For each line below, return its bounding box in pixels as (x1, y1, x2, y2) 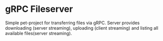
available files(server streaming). (5, 30, 72, 36)
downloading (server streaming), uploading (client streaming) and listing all (5, 25, 159, 31)
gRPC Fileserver (5, 3, 73, 15)
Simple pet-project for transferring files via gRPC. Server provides (5, 20, 140, 26)
